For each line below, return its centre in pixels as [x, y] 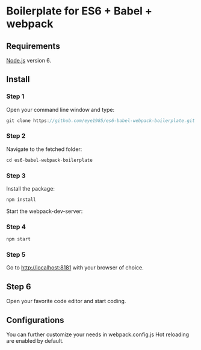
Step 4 [16, 227]
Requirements [33, 46]
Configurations [35, 320]
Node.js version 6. [29, 60]
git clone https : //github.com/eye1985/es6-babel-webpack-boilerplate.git [101, 121]
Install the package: [31, 189]
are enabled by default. [35, 341]
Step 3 [16, 176]
